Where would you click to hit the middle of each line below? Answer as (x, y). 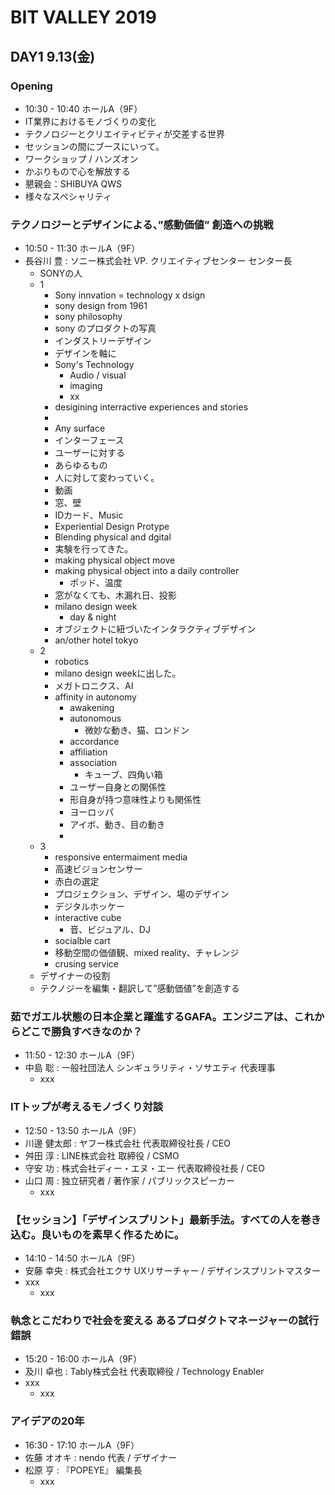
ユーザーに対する (90, 453)
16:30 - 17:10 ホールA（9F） (82, 1445)
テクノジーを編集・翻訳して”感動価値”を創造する (139, 988)
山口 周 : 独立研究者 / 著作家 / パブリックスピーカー (130, 1180)
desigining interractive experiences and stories (151, 407)
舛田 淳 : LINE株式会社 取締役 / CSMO (102, 1155)
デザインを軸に (85, 353)
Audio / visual (98, 375)
